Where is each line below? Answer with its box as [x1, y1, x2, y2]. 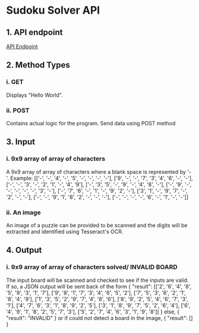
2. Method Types [6, 60, 70, 70]
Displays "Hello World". [6, 91, 64, 99]
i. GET [6, 78, 24, 86]
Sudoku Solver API [6, 4, 100, 17]
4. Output [6, 245, 42, 255]
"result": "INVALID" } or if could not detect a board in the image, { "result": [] [6, 314, 193, 321]
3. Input [6, 137, 36, 147]
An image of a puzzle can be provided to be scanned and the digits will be [6, 221, 188, 229]
